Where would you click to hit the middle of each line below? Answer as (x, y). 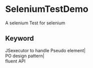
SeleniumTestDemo (47, 9)
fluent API (16, 61)
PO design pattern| (25, 56)
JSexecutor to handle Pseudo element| (45, 50)
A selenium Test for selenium (35, 23)
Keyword (20, 38)
